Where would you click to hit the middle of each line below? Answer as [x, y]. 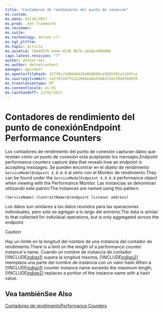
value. [11, 278]
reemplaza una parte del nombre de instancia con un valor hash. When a [78, 263]
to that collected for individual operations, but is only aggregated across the [82, 217]
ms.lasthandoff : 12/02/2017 [34, 92]
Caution [13, 232]
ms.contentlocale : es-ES [31, 88]
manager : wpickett [24, 70]
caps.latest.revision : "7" [33, 56]
